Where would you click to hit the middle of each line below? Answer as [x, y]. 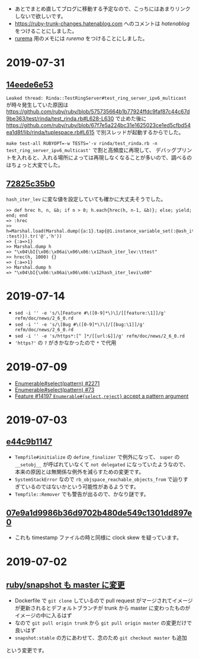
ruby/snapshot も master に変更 [66, 585]
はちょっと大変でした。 [35, 165]
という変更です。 [27, 650]
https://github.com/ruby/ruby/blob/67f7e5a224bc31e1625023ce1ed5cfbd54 [99, 125]
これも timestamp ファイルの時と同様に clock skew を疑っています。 [98, 537]
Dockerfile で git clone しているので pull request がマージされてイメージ [104, 600]
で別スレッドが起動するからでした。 [140, 132]
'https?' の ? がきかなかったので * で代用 [65, 343]
